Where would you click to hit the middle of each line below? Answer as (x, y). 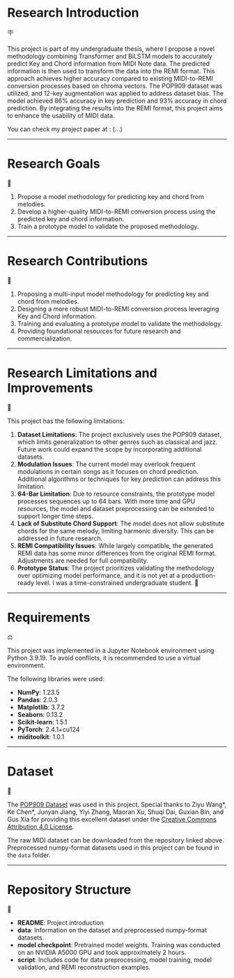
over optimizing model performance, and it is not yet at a (99, 575)
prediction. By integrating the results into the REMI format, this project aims (115, 108)
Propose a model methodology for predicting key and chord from (110, 196)
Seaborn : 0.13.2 (40, 714)
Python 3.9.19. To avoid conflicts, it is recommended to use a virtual (104, 658)
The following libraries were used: (56, 679)
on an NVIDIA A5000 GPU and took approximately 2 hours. (102, 952)
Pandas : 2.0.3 (37, 699)
